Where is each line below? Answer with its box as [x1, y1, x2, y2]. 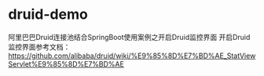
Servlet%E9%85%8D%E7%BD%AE [8, 59, 124, 68]
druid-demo [8, 5, 88, 24]
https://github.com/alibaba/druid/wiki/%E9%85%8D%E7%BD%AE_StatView [8, 51, 256, 60]
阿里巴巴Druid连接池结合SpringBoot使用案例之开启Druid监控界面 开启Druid [8, 32, 251, 42]
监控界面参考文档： [8, 42, 71, 52]
